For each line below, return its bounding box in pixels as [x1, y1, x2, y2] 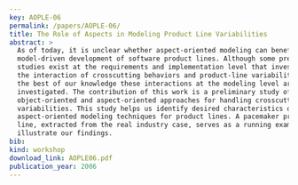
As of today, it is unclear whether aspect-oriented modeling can [17, 46, 268, 55]
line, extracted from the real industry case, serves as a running [17, 121, 272, 130]
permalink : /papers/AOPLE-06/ [9, 21, 122, 30]
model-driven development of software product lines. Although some [17, 54, 276, 63]
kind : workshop [9, 145, 66, 154]
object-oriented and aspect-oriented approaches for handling [17, 95, 252, 105]
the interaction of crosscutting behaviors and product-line [17, 71, 248, 80]
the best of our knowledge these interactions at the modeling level [17, 79, 279, 88]
